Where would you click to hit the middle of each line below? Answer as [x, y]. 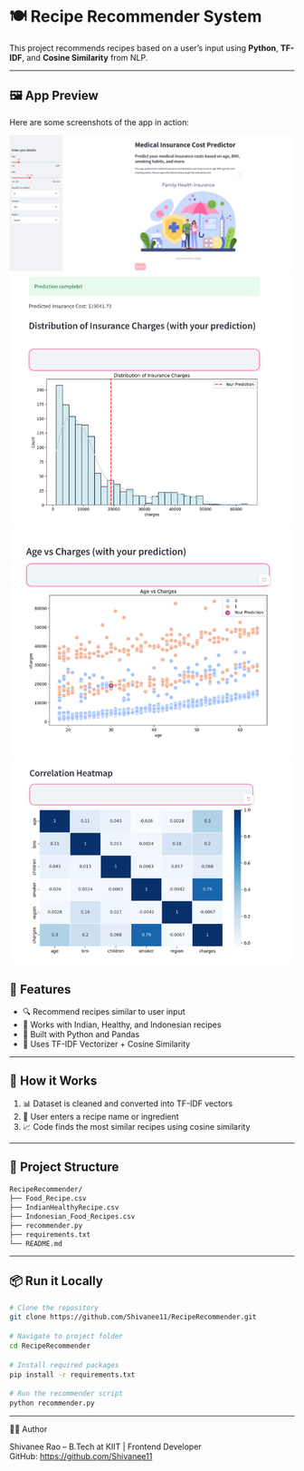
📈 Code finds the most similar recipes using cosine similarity [136, 1126]
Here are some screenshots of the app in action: [100, 122]
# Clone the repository [54, 1308]
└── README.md [36, 1243]
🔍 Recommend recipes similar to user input [104, 1012]
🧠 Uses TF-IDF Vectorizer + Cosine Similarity [106, 1044]
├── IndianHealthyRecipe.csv [64, 1207]
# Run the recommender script [66, 1394]
